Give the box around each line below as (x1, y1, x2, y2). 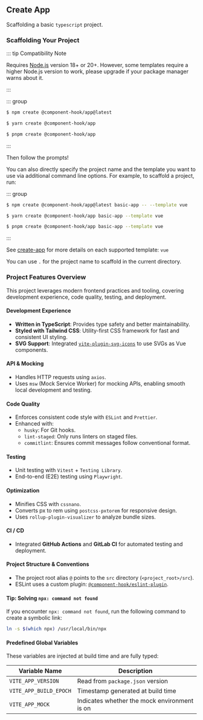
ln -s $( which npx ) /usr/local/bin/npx (6, 626, 107, 632)
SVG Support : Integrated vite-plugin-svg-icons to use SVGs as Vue (14, 340, 186, 347)
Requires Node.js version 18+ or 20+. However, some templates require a (6, 62, 188, 69)
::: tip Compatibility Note (6, 50, 66, 57)
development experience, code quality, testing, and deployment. (6, 293, 167, 300)
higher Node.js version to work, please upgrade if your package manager (6, 68, 189, 75)
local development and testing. (14, 386, 92, 394)
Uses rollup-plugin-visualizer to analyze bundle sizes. (14, 513, 156, 521)
